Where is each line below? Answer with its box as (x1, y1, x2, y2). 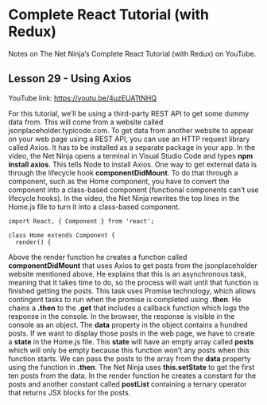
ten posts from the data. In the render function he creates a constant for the (8, 371, 257, 380)
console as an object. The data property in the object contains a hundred (8, 320, 248, 329)
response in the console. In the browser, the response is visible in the (8, 311, 235, 320)
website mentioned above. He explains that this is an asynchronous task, (8, 269, 246, 278)
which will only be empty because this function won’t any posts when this (8, 345, 250, 355)
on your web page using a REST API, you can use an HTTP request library (8, 134, 250, 144)
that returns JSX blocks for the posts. (8, 387, 131, 397)
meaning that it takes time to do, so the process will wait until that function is (8, 277, 259, 287)
